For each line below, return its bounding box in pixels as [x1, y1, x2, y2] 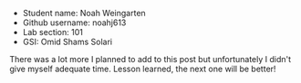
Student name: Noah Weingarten [22, 8, 146, 18]
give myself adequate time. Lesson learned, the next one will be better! [9, 63, 276, 74]
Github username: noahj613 [22, 17, 127, 28]
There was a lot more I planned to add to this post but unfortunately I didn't [9, 54, 292, 64]
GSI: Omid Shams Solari [22, 36, 112, 47]
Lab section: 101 [22, 27, 84, 37]
